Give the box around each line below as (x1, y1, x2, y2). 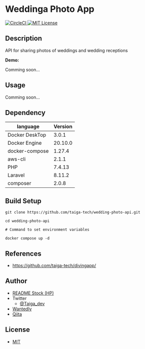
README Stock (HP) (12, 290, 54, 296)
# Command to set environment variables (5, 227, 90, 233)
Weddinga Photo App (5, 3, 95, 15)
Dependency (5, 108, 46, 117)
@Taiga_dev (19, 300, 45, 306)
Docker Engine (7, 140, 42, 147)
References (5, 249, 42, 258)
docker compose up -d (5, 236, 50, 241)
